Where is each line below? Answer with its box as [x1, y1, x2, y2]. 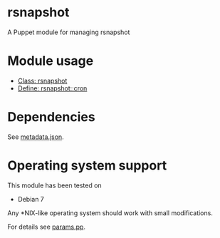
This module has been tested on [7, 181, 102, 190]
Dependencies [7, 109, 95, 125]
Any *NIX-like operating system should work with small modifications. [7, 208, 214, 217]
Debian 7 [17, 195, 45, 203]
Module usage [7, 53, 94, 69]
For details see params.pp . [7, 222, 85, 231]
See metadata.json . [7, 133, 64, 141]
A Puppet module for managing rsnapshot [7, 28, 130, 36]
